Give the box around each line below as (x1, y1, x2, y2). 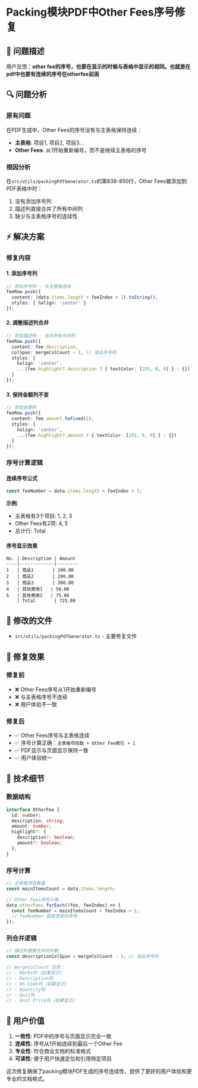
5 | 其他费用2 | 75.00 (6, 592, 70, 599)
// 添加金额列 (6, 404, 37, 411)
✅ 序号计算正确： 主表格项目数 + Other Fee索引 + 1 (14, 739, 136, 746)
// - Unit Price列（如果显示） (6, 998, 77, 1004)
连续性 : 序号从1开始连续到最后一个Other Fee (14, 1040, 123, 1047)
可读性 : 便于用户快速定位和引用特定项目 (14, 1055, 112, 1062)
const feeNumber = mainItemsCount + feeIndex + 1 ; (11, 908, 140, 914)
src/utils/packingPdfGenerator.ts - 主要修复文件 (14, 632, 137, 640)
